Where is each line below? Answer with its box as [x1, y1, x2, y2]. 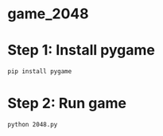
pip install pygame [7, 68, 72, 76]
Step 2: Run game [7, 95, 126, 112]
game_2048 [7, 5, 89, 23]
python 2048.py [7, 120, 58, 128]
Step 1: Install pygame [7, 41, 156, 60]
